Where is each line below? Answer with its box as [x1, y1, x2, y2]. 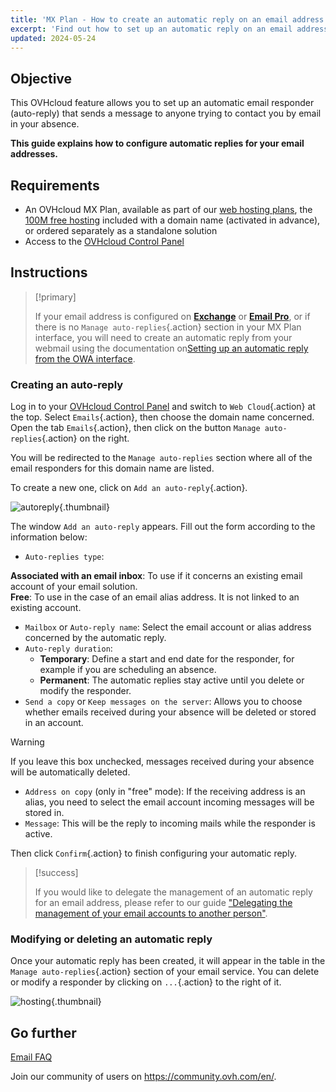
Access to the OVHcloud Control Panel [24, 236, 185, 247]
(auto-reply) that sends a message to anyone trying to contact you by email [10, 107, 322, 120]
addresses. [10, 148, 59, 160]
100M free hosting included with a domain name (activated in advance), [24, 214, 321, 226]
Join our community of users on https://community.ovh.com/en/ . [10, 1071, 277, 1083]
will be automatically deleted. [10, 766, 131, 778]
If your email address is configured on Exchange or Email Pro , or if [34, 310, 311, 322]
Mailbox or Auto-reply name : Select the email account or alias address [24, 621, 312, 633]
